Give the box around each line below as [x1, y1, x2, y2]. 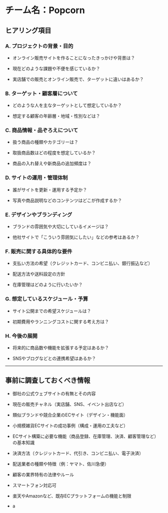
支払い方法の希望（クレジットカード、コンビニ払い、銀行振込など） [12, 260, 153, 266]
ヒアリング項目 [5, 26, 51, 35]
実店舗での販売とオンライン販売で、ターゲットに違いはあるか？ [12, 76, 144, 82]
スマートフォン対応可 [12, 482, 56, 488]
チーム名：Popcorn [5, 5, 85, 16]
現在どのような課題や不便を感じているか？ [12, 65, 100, 71]
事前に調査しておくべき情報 [5, 376, 90, 385]
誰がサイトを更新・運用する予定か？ [12, 186, 87, 192]
